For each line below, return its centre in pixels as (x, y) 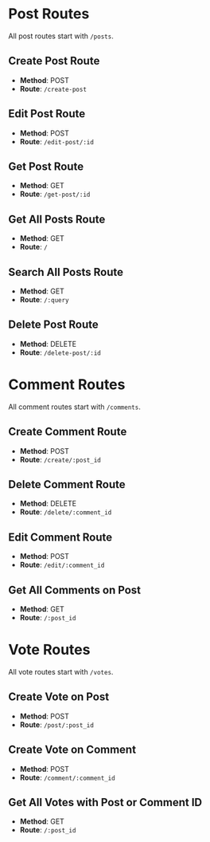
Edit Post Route (47, 114)
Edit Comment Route (60, 537)
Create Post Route (54, 61)
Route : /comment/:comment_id (67, 777)
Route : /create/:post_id (60, 459)
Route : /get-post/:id (55, 194)
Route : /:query (44, 299)
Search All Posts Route (66, 272)
